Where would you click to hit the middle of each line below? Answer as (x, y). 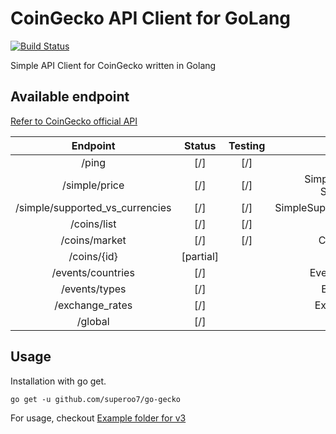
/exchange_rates (93, 305)
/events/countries (93, 272)
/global (93, 321)
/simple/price (93, 185)
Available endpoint (70, 97)
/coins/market (93, 240)
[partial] (200, 256)
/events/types (93, 289)
